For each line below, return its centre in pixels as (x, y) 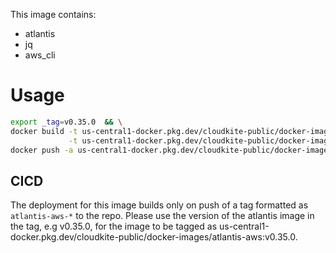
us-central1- (244, 226)
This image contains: (53, 14)
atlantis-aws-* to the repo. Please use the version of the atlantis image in (162, 216)
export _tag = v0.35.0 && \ (66, 122)
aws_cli (40, 55)
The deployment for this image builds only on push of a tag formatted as (159, 205)
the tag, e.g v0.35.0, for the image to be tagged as (114, 226)
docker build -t (44, 131)
